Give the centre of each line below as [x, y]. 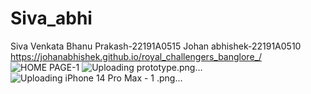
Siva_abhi [51, 18]
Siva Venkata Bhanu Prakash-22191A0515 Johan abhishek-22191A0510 [156, 46]
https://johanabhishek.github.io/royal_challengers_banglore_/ [136, 56]
